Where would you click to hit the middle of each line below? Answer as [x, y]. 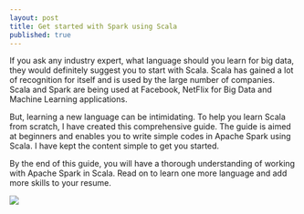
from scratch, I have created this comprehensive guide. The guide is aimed [151, 127]
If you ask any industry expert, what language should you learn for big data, [152, 61]
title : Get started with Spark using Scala [94, 26]
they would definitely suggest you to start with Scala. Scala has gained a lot [152, 70]
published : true [40, 35]
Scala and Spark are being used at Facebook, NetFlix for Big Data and [141, 90]
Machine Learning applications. [68, 99]
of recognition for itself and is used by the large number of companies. [142, 80]
